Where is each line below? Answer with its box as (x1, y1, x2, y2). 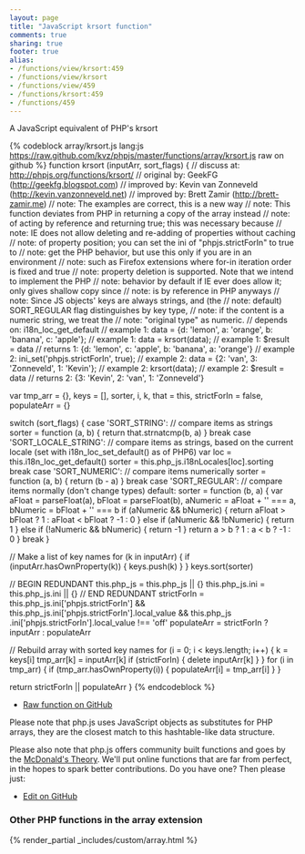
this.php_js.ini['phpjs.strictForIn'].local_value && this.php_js (9, 607, 232, 619)
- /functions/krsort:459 (9, 89, 104, 98)
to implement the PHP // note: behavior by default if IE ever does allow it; (9, 276, 282, 287)
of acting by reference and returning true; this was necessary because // (9, 218, 282, 229)
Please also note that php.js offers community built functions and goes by (9, 744, 286, 756)
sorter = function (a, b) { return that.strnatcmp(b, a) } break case (9, 427, 252, 438)
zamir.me (9, 198, 44, 209)
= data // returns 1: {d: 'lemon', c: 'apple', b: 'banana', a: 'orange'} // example (9, 343, 296, 355)
